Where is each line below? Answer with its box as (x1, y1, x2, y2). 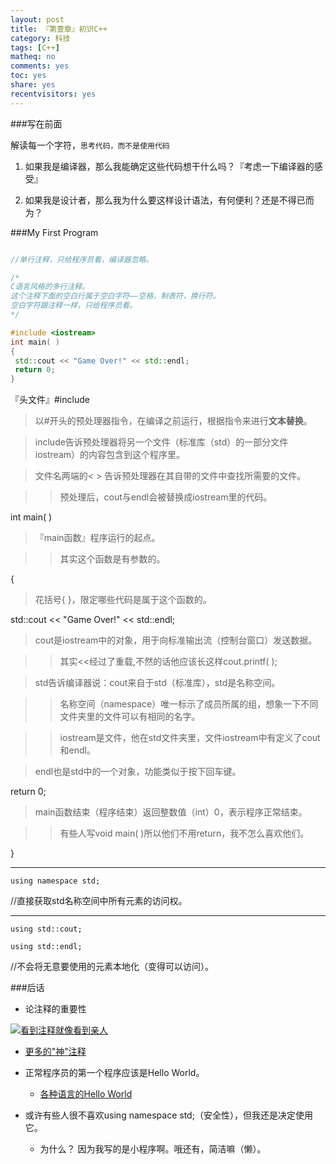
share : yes (10, 80, 56, 90)
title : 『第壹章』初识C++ (10, 24, 108, 34)
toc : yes (10, 71, 47, 81)
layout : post (10, 14, 65, 25)
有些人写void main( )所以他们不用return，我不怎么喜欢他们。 (59, 827, 310, 840)
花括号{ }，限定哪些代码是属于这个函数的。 (34, 594, 212, 606)
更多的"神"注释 (24, 1046, 87, 1058)
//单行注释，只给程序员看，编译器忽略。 (10, 254, 154, 265)
